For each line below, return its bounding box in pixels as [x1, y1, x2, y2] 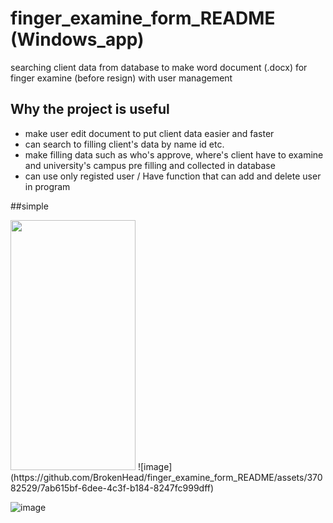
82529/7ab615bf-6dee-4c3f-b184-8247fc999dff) [10, 482, 215, 494]
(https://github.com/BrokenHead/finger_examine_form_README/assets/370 [10, 471, 323, 483]
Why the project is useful [10, 101, 170, 118]
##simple [10, 200, 49, 212]
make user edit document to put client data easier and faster [24, 127, 275, 139]
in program [24, 180, 71, 192]
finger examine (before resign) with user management [10, 72, 233, 84]
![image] [137, 460, 173, 472]
